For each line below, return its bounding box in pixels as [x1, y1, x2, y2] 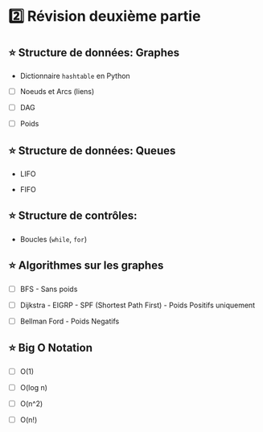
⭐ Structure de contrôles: [8, 209, 138, 223]
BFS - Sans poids [19, 284, 78, 294]
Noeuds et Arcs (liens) [19, 87, 95, 96]
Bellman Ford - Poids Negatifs [19, 316, 120, 326]
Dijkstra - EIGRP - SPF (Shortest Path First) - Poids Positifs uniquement [19, 300, 256, 310]
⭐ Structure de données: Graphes [8, 46, 180, 60]
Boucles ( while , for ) [19, 234, 87, 244]
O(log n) [19, 382, 48, 392]
